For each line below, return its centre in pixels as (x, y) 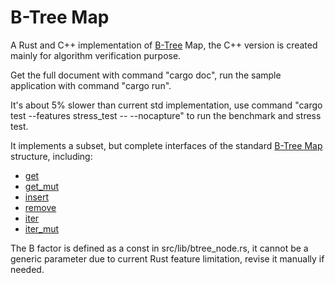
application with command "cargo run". (91, 85)
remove (40, 207)
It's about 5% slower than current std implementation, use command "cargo (166, 105)
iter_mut (42, 228)
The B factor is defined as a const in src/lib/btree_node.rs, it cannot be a (159, 248)
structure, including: (51, 156)
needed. (27, 269)
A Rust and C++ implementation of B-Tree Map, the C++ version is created (164, 45)
